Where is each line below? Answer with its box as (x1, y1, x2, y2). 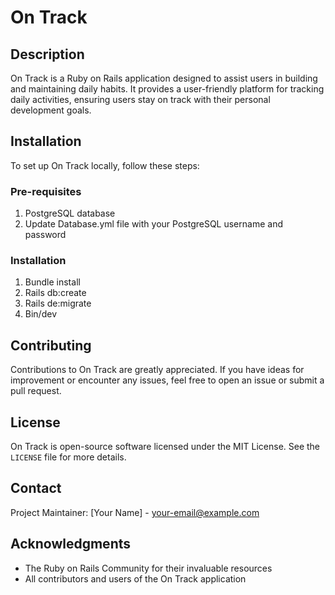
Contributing (10, 337, 92, 354)
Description (10, 46, 85, 63)
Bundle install (24, 276, 81, 288)
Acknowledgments (10, 536, 132, 553)
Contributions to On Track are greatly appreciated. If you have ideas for (10, 364, 305, 376)
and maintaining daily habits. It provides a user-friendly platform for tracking (10, 83, 325, 95)
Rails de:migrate (24, 297, 92, 310)
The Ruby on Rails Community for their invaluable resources (24, 562, 273, 574)
